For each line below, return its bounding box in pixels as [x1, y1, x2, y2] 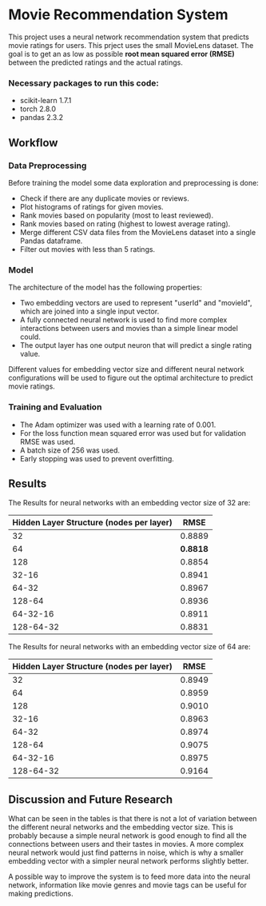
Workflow [8, 136, 58, 150]
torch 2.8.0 [19, 104, 56, 114]
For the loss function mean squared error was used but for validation [19, 428, 246, 437]
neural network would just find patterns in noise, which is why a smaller [8, 848, 244, 857]
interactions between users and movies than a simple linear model [19, 324, 238, 333]
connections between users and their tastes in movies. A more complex [8, 840, 244, 849]
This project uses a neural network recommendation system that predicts [8, 32, 249, 42]
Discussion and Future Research [8, 792, 173, 806]
